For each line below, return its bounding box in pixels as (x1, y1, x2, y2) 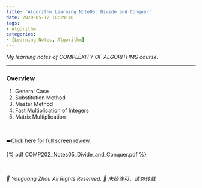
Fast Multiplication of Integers (14, 107, 89, 114)
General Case (14, 88, 49, 95)
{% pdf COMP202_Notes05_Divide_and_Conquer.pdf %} (6, 151, 147, 158)
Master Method (14, 101, 54, 108)
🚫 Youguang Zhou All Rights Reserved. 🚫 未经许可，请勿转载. (6, 175, 158, 183)
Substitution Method (14, 94, 66, 101)
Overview (6, 74, 35, 82)
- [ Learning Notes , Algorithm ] (6, 37, 85, 43)
